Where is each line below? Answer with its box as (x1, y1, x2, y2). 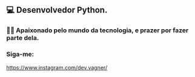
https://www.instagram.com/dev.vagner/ (6, 64, 108, 71)
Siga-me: (6, 50, 35, 59)
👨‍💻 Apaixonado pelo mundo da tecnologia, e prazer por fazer (6, 26, 189, 35)
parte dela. (6, 34, 39, 42)
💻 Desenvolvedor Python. (6, 5, 108, 15)
